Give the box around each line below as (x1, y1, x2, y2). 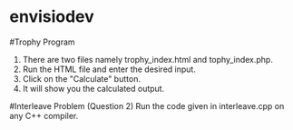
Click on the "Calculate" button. (22, 73, 141, 84)
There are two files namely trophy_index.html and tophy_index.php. (22, 54, 274, 65)
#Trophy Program (9, 36, 75, 47)
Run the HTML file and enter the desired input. (22, 64, 197, 75)
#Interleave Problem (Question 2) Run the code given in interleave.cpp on (9, 100, 285, 111)
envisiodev (9, 6, 95, 27)
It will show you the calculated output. (22, 83, 165, 94)
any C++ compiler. (9, 110, 79, 121)
